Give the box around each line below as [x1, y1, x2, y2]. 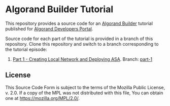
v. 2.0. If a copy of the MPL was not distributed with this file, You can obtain [5, 90, 163, 96]
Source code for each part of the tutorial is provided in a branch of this [5, 36, 153, 42]
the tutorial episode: [5, 46, 47, 52]
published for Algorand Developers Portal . [5, 25, 93, 31]
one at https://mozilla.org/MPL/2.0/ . [5, 95, 80, 101]
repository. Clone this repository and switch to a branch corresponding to [5, 41, 159, 47]
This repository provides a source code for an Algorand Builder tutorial [5, 20, 153, 26]
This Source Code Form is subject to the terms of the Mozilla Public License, [5, 84, 165, 90]
